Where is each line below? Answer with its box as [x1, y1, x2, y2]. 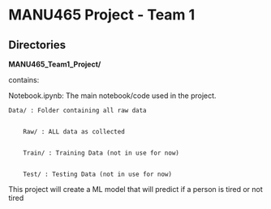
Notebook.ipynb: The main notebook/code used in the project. [8, 91, 217, 100]
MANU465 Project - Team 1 [8, 6, 196, 24]
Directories [8, 38, 67, 52]
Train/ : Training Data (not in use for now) [23, 149, 180, 157]
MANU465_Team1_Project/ [8, 59, 101, 69]
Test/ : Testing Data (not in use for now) [23, 170, 173, 178]
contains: [8, 75, 40, 84]
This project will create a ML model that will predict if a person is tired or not [8, 185, 264, 194]
